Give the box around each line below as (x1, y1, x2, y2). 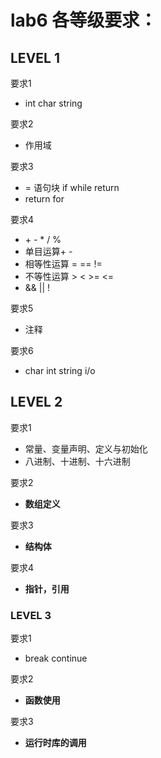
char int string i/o (24, 365, 96, 376)
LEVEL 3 (10, 608, 52, 622)
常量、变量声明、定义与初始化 (24, 442, 148, 455)
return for (24, 193, 65, 205)
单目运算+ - (24, 246, 73, 257)
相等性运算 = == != (24, 258, 103, 270)
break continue (24, 652, 88, 665)
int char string (24, 97, 83, 109)
